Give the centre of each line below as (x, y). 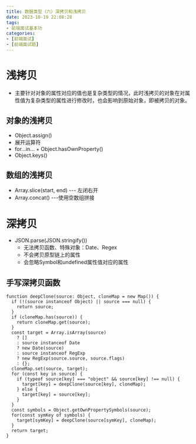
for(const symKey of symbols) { (51, 415)
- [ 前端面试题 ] (23, 45)
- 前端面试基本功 (24, 28)
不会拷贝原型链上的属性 (52, 255)
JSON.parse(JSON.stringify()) (51, 241)
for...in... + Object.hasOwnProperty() (59, 149)
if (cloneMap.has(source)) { (47, 317)
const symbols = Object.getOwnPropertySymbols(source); (81, 410)
